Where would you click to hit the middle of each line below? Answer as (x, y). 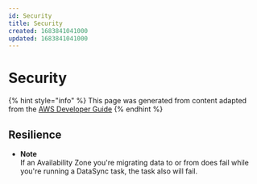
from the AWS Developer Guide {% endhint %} (86, 109)
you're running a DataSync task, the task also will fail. (109, 171)
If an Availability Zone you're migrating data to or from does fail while (135, 163)
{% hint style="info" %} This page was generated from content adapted (128, 101)
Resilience (35, 134)
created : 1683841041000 (48, 31)
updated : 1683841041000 (48, 38)
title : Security (35, 23)
